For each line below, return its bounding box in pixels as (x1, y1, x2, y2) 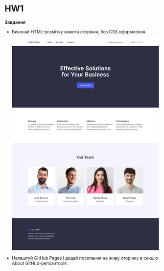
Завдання (4, 19, 26, 25)
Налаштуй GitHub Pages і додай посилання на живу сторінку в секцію (11, 255, 159, 261)
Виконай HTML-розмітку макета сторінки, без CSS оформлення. (11, 29, 147, 34)
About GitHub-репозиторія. (11, 260, 68, 266)
